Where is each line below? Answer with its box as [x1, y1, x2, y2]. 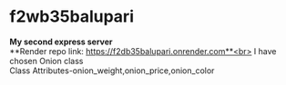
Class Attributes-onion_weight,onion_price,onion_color [9, 65, 215, 76]
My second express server [9, 36, 113, 47]
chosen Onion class [9, 55, 84, 66]
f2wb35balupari [9, 6, 135, 27]
